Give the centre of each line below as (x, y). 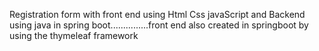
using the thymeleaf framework (74, 35)
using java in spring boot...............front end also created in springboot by (159, 25)
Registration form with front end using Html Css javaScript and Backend (157, 14)
